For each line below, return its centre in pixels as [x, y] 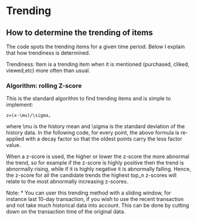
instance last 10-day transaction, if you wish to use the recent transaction [95, 199]
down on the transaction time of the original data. [66, 212]
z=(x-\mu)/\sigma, [29, 116]
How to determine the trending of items [79, 33]
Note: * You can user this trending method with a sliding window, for [89, 193]
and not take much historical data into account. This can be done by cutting [98, 205]
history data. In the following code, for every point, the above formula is [93, 133]
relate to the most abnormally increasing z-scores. [67, 182]
